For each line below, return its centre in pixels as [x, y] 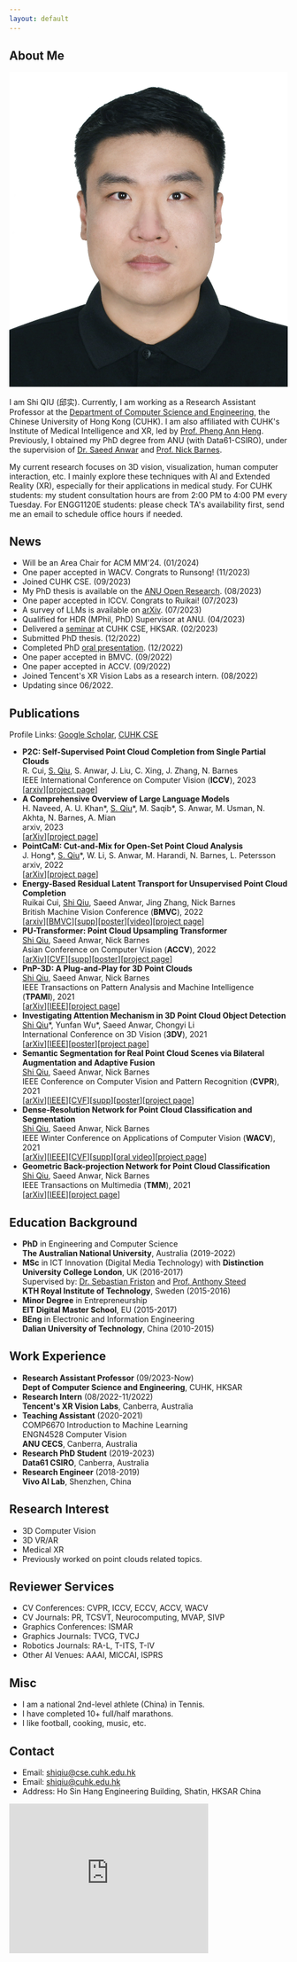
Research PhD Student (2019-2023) [88, 1453]
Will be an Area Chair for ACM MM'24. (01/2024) [110, 563]
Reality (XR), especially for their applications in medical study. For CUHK [141, 485]
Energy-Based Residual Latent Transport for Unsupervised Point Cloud [155, 884]
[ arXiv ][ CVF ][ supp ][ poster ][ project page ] [97, 959]
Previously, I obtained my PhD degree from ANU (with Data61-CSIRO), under [148, 440]
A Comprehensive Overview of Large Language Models [126, 799]
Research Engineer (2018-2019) [80, 1472]
